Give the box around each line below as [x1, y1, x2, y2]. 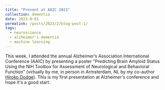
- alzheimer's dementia [9, 35, 59, 40]
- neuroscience [9, 30, 41, 35]
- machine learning [9, 40, 50, 45]
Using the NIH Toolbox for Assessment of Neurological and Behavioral [5, 63, 150, 69]
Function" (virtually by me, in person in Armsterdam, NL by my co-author [5, 69, 155, 75]
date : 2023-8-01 [5, 16, 39, 21]
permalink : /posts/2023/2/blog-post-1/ [5, 21, 88, 26]
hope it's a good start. [5, 79, 51, 85]
